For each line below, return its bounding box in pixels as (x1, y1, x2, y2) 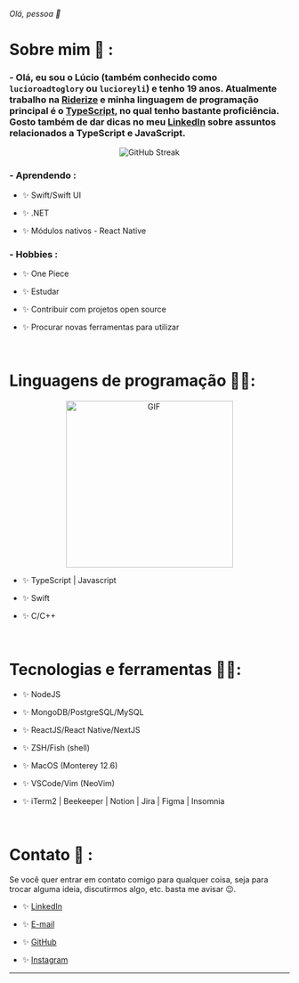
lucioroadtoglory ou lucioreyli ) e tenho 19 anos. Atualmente (9, 83, 278, 95)
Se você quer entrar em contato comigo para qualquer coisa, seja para (9, 873, 269, 885)
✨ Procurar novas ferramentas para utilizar (21, 321, 180, 333)
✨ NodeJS (21, 688, 61, 699)
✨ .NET (21, 207, 50, 218)
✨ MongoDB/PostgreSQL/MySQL (21, 706, 144, 717)
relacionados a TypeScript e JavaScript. (9, 127, 186, 140)
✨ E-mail (21, 918, 55, 930)
